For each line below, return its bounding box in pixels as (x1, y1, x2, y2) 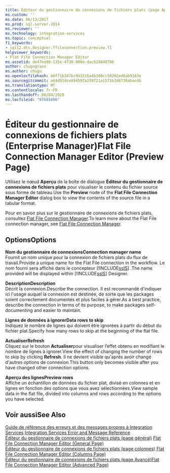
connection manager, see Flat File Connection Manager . (5, 221, 122, 227)
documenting (5, 307, 33, 313)
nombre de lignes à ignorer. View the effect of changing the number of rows (5, 348, 163, 354)
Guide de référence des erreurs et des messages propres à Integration (5, 424, 153, 430)
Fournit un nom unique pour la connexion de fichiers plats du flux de (5, 254, 148, 260)
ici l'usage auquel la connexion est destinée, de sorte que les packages (5, 291, 154, 297)
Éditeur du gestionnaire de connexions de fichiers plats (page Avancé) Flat (5, 456, 159, 462)
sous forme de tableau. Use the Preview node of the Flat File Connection (5, 190, 158, 196)
